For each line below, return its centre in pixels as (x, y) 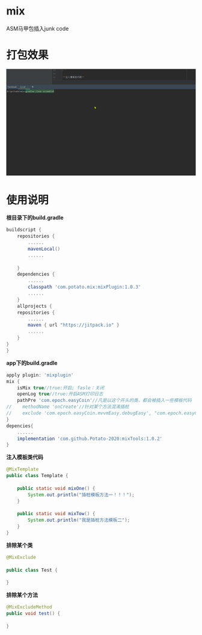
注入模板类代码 (25, 457)
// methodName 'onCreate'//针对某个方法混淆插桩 (68, 407)
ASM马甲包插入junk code (38, 28)
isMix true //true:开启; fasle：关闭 (60, 388)
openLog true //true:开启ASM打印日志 (60, 394)
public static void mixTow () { (56, 514)
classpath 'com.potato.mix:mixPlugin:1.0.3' (84, 287)
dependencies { (36, 274)
